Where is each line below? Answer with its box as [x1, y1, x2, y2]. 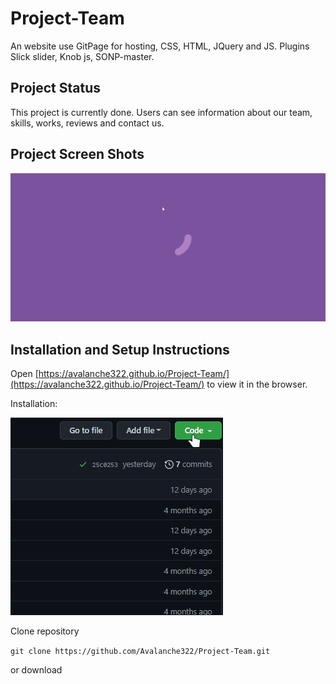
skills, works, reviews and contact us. [10, 117, 165, 129]
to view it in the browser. [206, 378, 308, 391]
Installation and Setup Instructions [10, 341, 230, 358]
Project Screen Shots [10, 146, 145, 163]
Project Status [10, 80, 102, 97]
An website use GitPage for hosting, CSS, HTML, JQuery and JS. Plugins [10, 40, 310, 52]
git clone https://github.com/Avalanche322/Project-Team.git [10, 647, 271, 657]
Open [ [10, 368, 39, 380]
